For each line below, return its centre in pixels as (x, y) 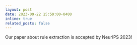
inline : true (19, 19)
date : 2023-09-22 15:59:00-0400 (38, 14)
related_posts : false (28, 23)
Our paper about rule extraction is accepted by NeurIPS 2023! (69, 37)
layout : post (19, 10)
